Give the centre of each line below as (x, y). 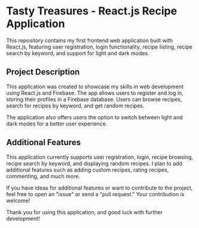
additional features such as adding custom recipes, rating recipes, (88, 170)
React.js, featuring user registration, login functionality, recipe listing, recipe (99, 47)
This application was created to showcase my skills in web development (95, 86)
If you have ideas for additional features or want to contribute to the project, (99, 188)
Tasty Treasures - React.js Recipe (92, 11)
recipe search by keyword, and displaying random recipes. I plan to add (94, 163)
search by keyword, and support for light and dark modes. (78, 53)
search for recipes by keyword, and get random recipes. (75, 106)
